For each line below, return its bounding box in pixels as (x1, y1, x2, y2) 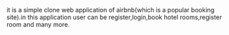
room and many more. (6, 21, 71, 28)
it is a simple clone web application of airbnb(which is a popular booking (6, 6, 215, 14)
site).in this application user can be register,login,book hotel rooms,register (6, 13, 223, 21)
